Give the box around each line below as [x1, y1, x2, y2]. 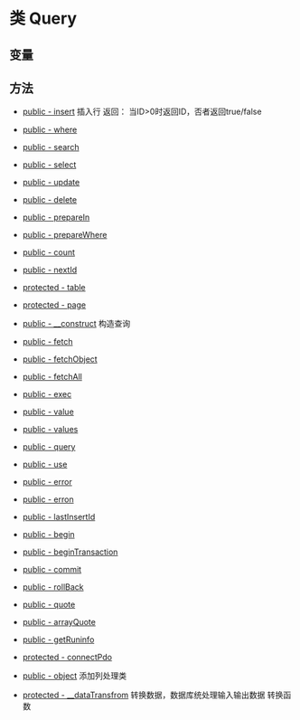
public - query [22, 441, 76, 452]
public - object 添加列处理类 [22, 670, 127, 681]
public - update [22, 177, 80, 188]
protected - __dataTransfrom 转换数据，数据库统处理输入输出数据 [22, 689, 266, 701]
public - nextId [22, 264, 78, 276]
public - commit [22, 564, 82, 575]
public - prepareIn [22, 212, 90, 223]
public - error [22, 477, 72, 488]
